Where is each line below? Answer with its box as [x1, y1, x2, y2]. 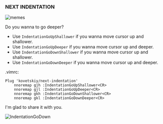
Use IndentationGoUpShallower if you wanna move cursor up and [12, 33, 144, 40]
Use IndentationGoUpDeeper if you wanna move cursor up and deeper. [12, 44, 154, 50]
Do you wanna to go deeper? [5, 24, 64, 30]
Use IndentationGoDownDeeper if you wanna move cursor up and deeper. [12, 60, 159, 66]
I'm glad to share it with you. [5, 104, 63, 110]
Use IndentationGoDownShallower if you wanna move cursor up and [12, 49, 149, 55]
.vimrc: [5, 69, 19, 75]
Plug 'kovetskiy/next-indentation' [5, 78, 78, 84]
